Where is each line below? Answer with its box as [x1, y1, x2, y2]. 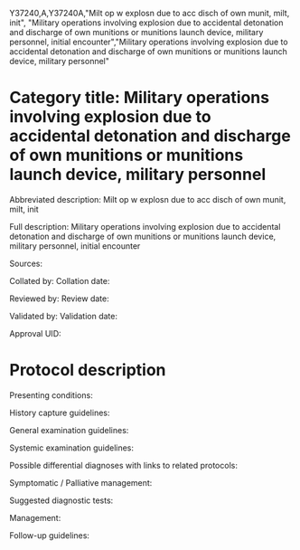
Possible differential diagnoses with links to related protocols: [9, 460, 238, 470]
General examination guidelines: [9, 424, 129, 435]
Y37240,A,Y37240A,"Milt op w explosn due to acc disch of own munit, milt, [9, 8, 290, 18]
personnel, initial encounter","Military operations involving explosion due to [9, 36, 288, 47]
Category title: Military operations [9, 88, 269, 108]
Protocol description [9, 360, 166, 381]
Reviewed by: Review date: [9, 293, 110, 304]
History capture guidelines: [9, 407, 110, 418]
